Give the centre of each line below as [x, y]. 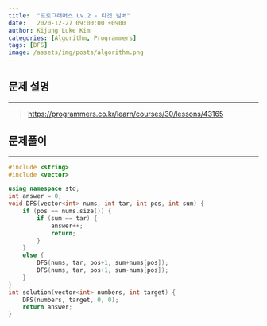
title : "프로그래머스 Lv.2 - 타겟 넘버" [70, 16]
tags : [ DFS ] [28, 45]
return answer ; [48, 307]
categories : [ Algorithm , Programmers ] [72, 38]
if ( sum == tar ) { [67, 218]
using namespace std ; [44, 189]
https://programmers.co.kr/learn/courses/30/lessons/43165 [126, 114]
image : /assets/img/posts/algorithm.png [76, 52]
